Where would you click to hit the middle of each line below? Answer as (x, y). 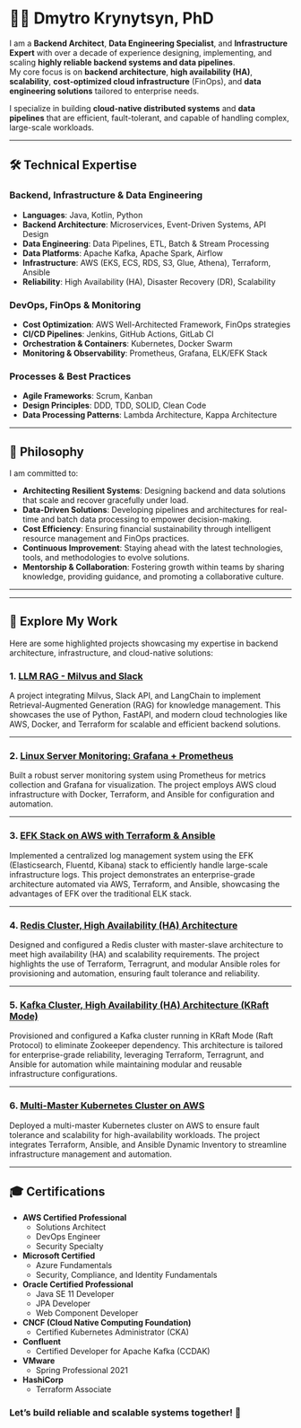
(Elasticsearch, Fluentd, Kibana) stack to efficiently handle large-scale (139, 865)
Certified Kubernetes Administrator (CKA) (112, 1332)
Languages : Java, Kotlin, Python (82, 215)
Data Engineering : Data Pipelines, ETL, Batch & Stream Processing (146, 243)
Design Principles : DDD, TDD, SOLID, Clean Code (114, 405)
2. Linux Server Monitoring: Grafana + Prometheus (121, 756)
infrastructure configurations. (64, 1074)
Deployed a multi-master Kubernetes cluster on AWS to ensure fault (134, 1125)
